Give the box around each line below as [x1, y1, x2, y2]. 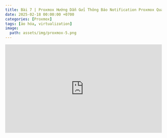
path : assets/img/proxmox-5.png [9, 30, 77, 35]
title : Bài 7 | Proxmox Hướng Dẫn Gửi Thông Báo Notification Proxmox [5, 7, 155, 12]
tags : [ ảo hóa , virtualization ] [5, 21, 72, 26]
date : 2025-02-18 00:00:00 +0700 [5, 12, 75, 17]
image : [5, 26, 19, 31]
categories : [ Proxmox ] [5, 16, 52, 21]
